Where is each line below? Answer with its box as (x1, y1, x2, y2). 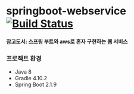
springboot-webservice (6, 4, 126, 18)
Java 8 (14, 68, 32, 75)
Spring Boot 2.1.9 (14, 81, 57, 88)
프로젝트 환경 (6, 54, 42, 62)
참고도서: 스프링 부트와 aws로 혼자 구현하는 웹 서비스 (6, 38, 128, 45)
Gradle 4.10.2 (14, 75, 48, 82)
